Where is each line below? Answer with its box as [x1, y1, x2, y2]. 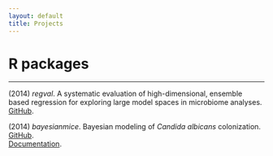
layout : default [8, 11, 63, 20]
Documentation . [8, 139, 63, 149]
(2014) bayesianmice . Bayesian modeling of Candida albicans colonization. [8, 122, 262, 132]
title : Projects [8, 19, 63, 28]
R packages [8, 54, 89, 73]
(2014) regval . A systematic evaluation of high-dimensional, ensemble [8, 89, 243, 98]
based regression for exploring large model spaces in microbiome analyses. [8, 97, 262, 107]
